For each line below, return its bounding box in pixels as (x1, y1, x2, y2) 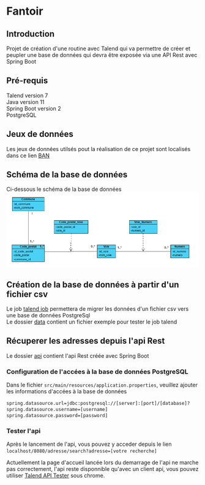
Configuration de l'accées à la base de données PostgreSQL (6, 367, 188, 376)
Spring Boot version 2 (6, 105, 61, 112)
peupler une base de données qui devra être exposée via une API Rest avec (6, 51, 198, 59)
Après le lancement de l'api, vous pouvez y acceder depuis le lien (6, 440, 173, 448)
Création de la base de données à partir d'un (6, 280, 179, 290)
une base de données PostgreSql (6, 311, 91, 319)
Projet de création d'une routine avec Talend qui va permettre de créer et (6, 45, 191, 52)
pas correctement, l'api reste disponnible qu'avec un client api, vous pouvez (6, 465, 199, 473)
